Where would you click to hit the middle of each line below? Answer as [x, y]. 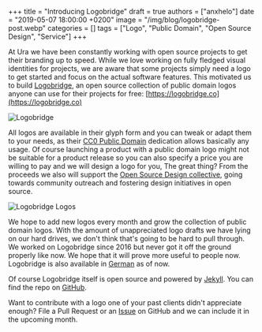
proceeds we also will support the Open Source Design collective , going [125, 174]
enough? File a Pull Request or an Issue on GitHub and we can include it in [129, 311]
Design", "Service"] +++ [47, 36]
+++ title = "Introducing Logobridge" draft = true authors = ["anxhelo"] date [131, 11]
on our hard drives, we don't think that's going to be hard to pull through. [126, 239]
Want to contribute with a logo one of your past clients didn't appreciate [125, 302]
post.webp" [27, 28]
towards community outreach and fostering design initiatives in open [120, 183]
